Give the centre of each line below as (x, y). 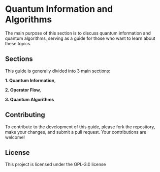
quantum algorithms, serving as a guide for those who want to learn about (80, 38)
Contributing (25, 115)
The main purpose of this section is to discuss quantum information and (78, 33)
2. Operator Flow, (23, 90)
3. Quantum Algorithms (30, 99)
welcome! (15, 137)
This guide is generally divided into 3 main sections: (58, 71)
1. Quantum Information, (31, 80)
